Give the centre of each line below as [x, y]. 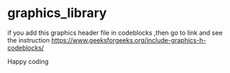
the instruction [28, 40]
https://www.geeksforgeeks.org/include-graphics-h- [129, 40]
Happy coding [28, 61]
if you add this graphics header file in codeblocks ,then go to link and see [115, 33]
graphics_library [57, 13]
